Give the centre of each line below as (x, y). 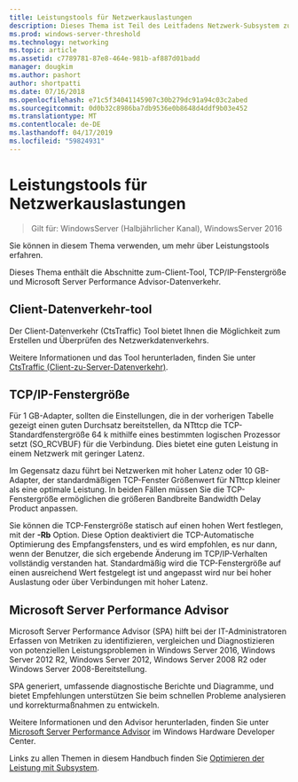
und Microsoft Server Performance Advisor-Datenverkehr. (115, 281)
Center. (23, 741)
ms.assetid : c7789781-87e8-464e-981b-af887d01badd (105, 59)
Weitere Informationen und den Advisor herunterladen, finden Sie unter (139, 723)
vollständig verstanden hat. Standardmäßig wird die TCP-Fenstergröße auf (145, 563)
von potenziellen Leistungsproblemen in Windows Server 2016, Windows (142, 650)
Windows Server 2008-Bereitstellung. (78, 669)
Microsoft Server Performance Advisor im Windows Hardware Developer (142, 731)
